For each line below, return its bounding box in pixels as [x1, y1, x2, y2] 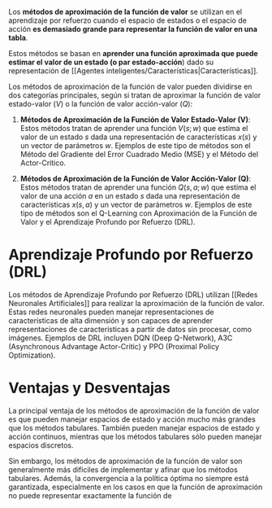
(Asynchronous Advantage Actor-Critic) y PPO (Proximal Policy [8, 341, 219, 351]
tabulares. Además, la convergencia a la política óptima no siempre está [8, 473, 249, 483]
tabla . [8, 33, 28, 42]
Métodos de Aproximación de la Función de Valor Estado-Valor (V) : [19, 115, 251, 125]
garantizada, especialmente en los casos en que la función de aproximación [8, 482, 263, 492]
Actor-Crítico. [19, 158, 67, 168]
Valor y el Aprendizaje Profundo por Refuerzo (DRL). [19, 217, 196, 226]
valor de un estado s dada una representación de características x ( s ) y [19, 132, 257, 142]
